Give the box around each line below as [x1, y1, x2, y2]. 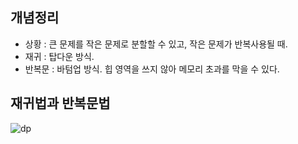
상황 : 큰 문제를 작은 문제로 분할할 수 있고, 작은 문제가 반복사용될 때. [24, 38, 288, 50]
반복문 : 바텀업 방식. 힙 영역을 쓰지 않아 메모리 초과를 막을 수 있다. [24, 63, 280, 75]
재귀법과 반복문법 [10, 95, 111, 112]
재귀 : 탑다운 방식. [24, 50, 95, 62]
